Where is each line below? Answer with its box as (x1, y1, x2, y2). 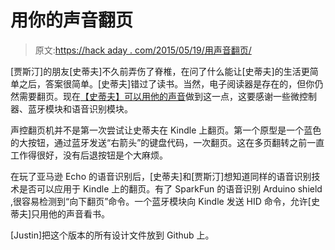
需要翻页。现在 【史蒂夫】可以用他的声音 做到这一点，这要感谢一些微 (18, 90, 300, 102)
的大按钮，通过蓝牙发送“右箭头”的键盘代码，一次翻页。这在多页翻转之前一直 (10, 136, 325, 148)
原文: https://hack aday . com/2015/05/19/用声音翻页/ (34, 44, 252, 56)
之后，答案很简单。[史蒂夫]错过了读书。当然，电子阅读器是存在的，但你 (18, 77, 315, 90)
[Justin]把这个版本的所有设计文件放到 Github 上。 (10, 229, 215, 241)
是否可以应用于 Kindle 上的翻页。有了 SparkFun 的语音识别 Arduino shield (18, 182, 323, 195)
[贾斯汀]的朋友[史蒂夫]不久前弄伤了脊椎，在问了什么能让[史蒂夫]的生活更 (10, 65, 310, 77)
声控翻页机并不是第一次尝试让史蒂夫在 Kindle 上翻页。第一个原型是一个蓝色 (10, 124, 322, 136)
